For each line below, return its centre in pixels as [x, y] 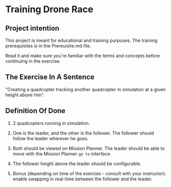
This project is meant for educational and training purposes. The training [81, 40]
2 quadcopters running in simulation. [51, 123]
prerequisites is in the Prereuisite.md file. [48, 46]
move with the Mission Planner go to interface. [62, 153]
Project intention [32, 28]
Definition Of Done [35, 111]
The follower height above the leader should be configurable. [77, 164]
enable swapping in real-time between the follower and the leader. [82, 179]
